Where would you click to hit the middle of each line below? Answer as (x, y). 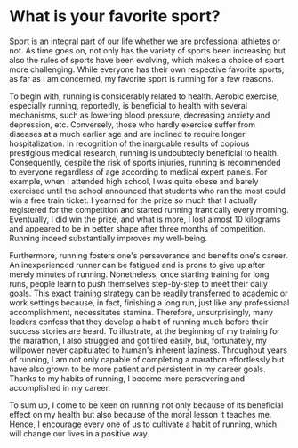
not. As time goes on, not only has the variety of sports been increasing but (148, 50)
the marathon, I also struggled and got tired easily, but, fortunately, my (138, 340)
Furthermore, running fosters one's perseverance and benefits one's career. (149, 255)
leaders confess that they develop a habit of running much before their (139, 322)
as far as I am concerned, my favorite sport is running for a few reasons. (141, 78)
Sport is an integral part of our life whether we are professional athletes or (145, 41)
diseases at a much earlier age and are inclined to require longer (128, 134)
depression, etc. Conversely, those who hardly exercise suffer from (133, 124)
